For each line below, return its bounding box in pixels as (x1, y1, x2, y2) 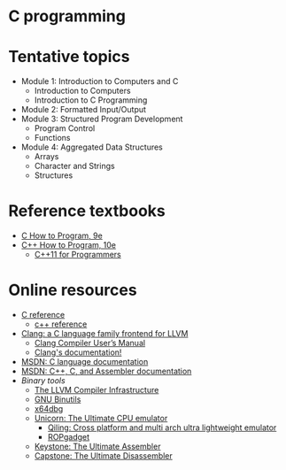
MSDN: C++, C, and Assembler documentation (20, 366, 192, 376)
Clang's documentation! (34, 347, 122, 358)
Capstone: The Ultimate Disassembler (34, 451, 174, 461)
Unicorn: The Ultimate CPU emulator (34, 413, 168, 423)
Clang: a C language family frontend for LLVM (20, 328, 189, 338)
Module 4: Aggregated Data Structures (20, 142, 163, 152)
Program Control (34, 123, 96, 134)
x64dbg (34, 404, 64, 413)
